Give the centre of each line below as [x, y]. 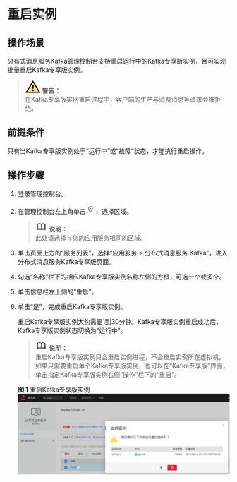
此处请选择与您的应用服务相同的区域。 [91, 238]
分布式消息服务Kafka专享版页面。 [66, 261]
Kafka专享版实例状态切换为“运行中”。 [72, 330]
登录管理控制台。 [42, 193]
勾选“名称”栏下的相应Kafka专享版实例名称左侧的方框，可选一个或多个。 [121, 277]
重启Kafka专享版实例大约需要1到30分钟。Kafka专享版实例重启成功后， [120, 321]
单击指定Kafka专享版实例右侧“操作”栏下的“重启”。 [108, 374]
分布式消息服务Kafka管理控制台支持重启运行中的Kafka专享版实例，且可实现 [117, 61]
